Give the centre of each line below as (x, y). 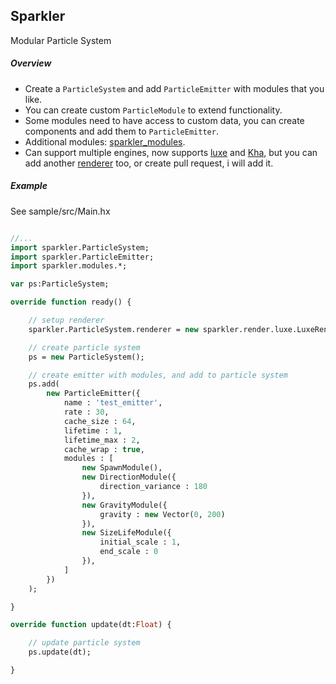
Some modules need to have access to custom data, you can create (164, 120)
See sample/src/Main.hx (60, 211)
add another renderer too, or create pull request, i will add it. (149, 163)
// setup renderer (66, 320)
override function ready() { (71, 302)
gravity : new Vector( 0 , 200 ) (162, 514)
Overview (31, 63)
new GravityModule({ (124, 505)
